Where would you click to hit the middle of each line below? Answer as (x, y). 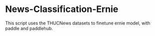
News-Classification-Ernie (62, 9)
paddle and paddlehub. (29, 28)
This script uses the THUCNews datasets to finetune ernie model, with (78, 23)
